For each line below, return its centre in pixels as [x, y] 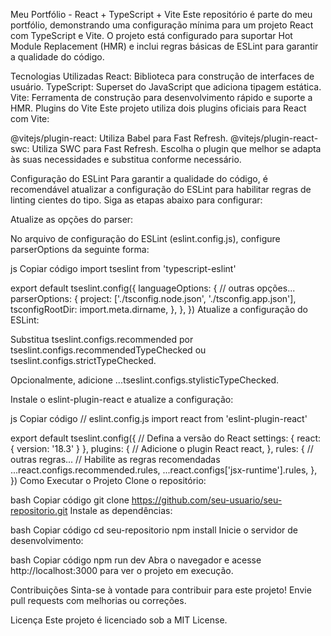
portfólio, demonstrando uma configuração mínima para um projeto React [162, 25]
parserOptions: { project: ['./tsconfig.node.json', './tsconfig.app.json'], [153, 298]
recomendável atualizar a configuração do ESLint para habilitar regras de [161, 189]
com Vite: [30, 118]
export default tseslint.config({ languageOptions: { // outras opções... [153, 288]
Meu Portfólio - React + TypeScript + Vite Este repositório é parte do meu [161, 14]
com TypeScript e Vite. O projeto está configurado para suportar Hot [151, 35]
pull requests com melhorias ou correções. [98, 600]
